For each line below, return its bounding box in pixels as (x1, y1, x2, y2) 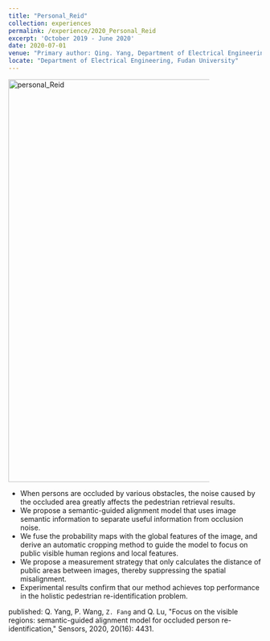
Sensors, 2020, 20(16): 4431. (57, 623, 154, 633)
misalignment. (19, 573, 67, 584)
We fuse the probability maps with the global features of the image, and (19, 531, 258, 540)
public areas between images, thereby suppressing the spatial (19, 565, 227, 575)
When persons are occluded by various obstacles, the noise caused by (19, 488, 256, 498)
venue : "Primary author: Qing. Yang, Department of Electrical (8, 49, 225, 57)
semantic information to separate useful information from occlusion (19, 514, 243, 523)
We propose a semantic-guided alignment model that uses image (19, 505, 237, 515)
